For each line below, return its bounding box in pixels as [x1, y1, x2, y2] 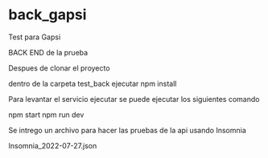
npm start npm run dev [8, 110, 85, 120]
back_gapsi [8, 6, 87, 24]
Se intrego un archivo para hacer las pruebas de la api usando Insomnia [8, 125, 247, 135]
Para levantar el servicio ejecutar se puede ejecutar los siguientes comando [8, 94, 260, 103]
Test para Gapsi [8, 32, 61, 42]
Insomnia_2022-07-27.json [8, 140, 97, 150]
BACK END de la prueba [8, 47, 89, 57]
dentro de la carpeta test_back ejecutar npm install [8, 79, 177, 88]
